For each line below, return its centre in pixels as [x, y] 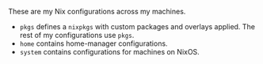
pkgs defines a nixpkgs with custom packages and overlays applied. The [137, 26]
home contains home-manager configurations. [93, 43]
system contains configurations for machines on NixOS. [109, 52]
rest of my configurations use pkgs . [77, 35]
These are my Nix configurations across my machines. [97, 11]
